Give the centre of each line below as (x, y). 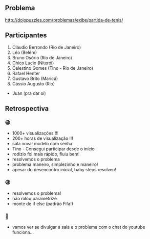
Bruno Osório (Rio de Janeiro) (42, 57)
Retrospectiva (27, 109)
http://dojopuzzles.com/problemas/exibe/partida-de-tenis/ (64, 20)
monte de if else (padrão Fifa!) (43, 204)
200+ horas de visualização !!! (43, 138)
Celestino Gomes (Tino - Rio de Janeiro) (53, 68)
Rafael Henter (26, 73)
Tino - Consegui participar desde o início (54, 149)
